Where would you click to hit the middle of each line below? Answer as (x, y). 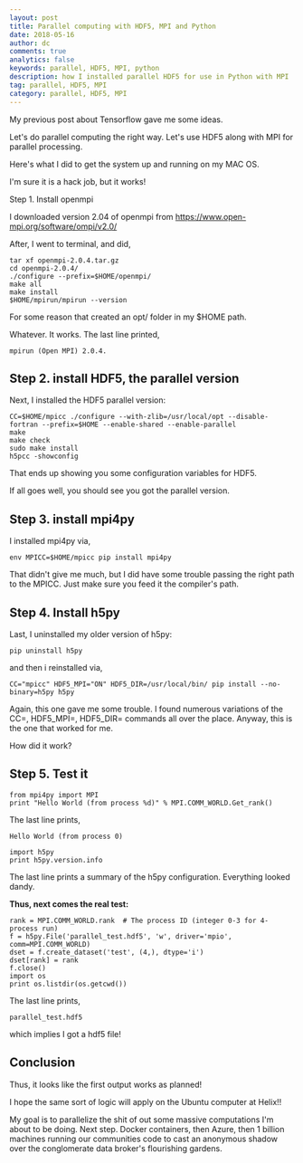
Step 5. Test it (49, 774)
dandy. (22, 886)
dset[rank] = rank (44, 960)
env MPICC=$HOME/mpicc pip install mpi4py (90, 558)
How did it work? (41, 745)
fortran (24, 425)
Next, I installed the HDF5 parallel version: (88, 400)
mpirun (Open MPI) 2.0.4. (58, 351)
